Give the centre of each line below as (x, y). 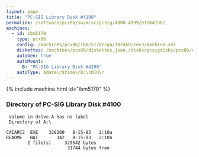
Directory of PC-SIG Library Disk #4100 (64, 104)
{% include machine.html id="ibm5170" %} (58, 89)
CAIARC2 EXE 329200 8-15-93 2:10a (59, 132)
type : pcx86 (31, 39)
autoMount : (30, 61)
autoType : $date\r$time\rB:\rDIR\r (61, 72)
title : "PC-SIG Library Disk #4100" (51, 17)
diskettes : (30, 50)
